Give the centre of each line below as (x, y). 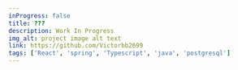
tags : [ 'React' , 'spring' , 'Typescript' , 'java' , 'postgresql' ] (119, 53)
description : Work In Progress (61, 31)
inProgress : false (39, 16)
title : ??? (27, 23)
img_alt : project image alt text (65, 38)
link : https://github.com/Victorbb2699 (76, 46)
